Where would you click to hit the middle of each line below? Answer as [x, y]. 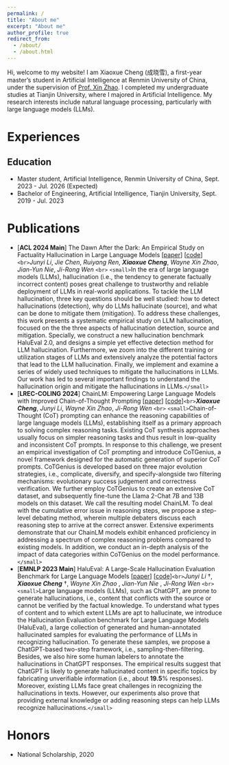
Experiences [44, 137]
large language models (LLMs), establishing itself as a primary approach [119, 423]
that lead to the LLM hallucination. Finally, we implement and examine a [118, 364]
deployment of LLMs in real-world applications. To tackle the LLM [110, 291]
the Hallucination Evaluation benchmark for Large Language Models [113, 620]
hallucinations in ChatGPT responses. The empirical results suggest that [119, 663]
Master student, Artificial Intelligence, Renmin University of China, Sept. [118, 179]
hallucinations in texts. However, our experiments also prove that [108, 693]
